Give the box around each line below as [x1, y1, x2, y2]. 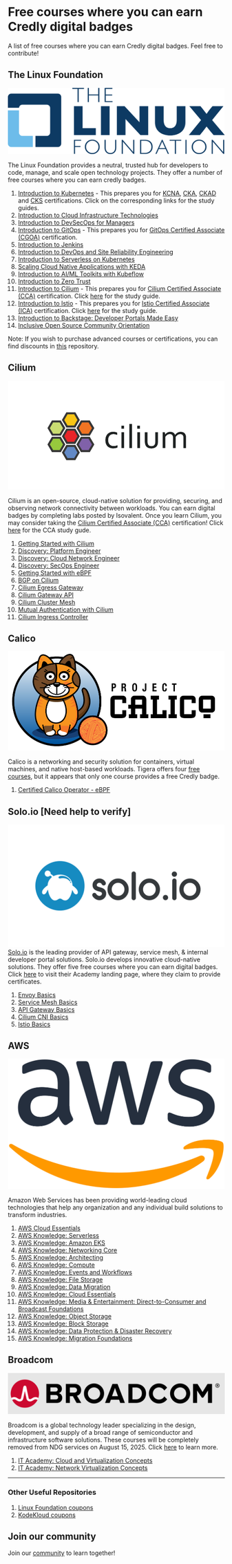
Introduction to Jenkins [17, 240, 84, 249]
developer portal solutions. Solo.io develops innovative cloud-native [8, 955, 200, 963]
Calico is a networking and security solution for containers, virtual [8, 757, 195, 766]
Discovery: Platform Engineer [17, 547, 101, 555]
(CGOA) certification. [17, 233, 78, 241]
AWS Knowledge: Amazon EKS [17, 1238, 106, 1247]
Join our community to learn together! [8, 1549, 116, 1557]
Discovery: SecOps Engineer [17, 561, 100, 569]
